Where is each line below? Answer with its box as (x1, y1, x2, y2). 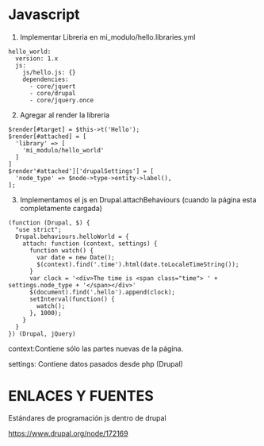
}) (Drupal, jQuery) (8, 329, 77, 338)
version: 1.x (15, 54, 59, 63)
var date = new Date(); (36, 253, 115, 261)
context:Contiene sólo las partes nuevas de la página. (8, 344, 184, 353)
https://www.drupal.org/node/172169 (8, 429, 128, 438)
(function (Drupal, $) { (8, 218, 90, 227)
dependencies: (22, 75, 69, 83)
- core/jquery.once (29, 96, 94, 104)
